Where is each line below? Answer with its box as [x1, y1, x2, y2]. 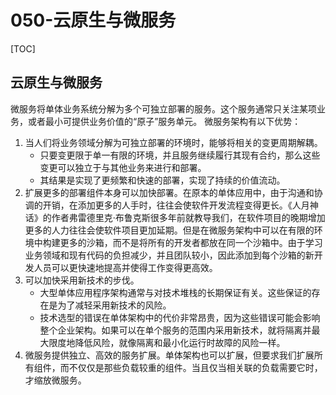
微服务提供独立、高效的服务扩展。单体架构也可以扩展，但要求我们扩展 [24, 349, 315, 361]
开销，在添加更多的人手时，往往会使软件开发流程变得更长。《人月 [42, 199, 310, 211]
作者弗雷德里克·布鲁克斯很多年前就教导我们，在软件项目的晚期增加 [51, 211, 326, 223]
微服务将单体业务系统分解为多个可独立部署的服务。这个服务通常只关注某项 [10, 102, 317, 115]
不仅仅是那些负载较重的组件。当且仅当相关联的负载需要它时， [68, 361, 323, 373]
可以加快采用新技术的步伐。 [24, 274, 140, 286]
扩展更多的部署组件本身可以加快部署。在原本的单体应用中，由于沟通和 [24, 186, 315, 198]
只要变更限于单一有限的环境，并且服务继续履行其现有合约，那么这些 [39, 149, 321, 161]
